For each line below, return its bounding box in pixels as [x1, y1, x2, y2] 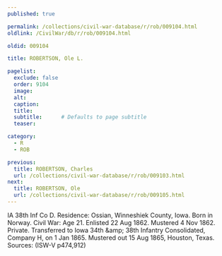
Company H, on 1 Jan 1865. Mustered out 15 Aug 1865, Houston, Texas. [7, 233, 215, 242]
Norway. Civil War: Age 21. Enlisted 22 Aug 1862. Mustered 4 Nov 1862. [7, 218, 216, 226]
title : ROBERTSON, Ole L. [7, 55, 83, 62]
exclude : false [13, 75, 59, 82]
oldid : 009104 [7, 42, 49, 49]
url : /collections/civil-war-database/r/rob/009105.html [13, 192, 185, 199]
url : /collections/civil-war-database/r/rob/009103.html [13, 172, 185, 179]
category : [7, 133, 37, 140]
